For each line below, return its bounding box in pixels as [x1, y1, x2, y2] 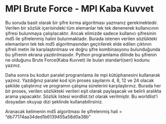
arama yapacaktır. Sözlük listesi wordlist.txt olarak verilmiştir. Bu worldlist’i [5, 93, 158, 99]
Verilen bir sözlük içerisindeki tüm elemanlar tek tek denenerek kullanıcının [5, 25, 159, 31]
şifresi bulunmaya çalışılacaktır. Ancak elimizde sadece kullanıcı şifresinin [5, 30, 156, 36]
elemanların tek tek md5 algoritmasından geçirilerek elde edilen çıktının [5, 41, 151, 47]
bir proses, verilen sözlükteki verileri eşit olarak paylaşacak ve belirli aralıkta [5, 88, 161, 94]
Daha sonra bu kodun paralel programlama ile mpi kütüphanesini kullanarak [5, 72, 160, 78]
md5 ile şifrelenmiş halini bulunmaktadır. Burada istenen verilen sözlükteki [5, 36, 157, 42]
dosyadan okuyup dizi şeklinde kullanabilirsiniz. [5, 98, 103, 104]
